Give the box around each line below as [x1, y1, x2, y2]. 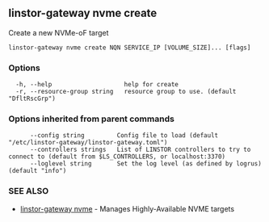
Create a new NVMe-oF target [8, 27, 109, 37]
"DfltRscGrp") [8, 94, 57, 103]
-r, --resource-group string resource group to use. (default [15, 88, 237, 96]
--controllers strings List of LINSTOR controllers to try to [29, 145, 251, 154]
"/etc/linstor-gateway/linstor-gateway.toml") [8, 139, 168, 147]
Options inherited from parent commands [8, 113, 175, 124]
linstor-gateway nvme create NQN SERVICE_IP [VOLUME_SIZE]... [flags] [8, 44, 251, 52]
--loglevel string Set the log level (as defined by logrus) [29, 160, 263, 168]
